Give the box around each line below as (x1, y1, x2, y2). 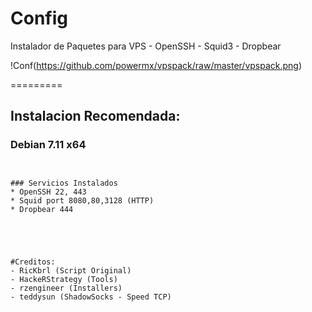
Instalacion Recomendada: (10, 108, 181, 125)
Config (10, 7, 68, 30)
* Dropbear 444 (10, 204, 74, 214)
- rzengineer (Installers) (10, 283, 123, 293)
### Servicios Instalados (10, 178, 118, 188)
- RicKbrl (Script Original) (10, 265, 132, 276)
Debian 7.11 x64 (10, 138, 87, 152)
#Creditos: (10, 257, 56, 267)
